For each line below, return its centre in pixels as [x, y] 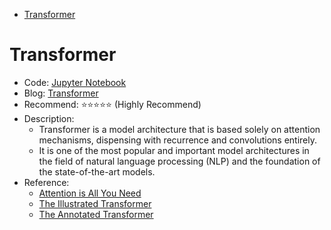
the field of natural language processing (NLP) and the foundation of [179, 161]
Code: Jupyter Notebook [75, 82]
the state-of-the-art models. [97, 171]
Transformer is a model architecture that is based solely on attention [179, 129]
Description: [49, 118]
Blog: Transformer [61, 93]
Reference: [46, 182]
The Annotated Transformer [96, 214]
